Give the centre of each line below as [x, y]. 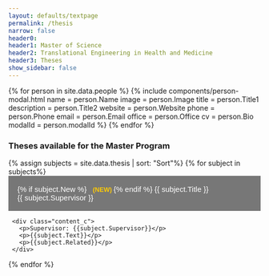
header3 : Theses [35, 61]
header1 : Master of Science [55, 46]
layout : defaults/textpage [53, 16]
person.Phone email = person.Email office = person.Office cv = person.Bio [131, 116]
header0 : [23, 38]
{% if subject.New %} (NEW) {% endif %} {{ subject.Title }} [113, 189]
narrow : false [32, 30]
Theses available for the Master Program [89, 145]
